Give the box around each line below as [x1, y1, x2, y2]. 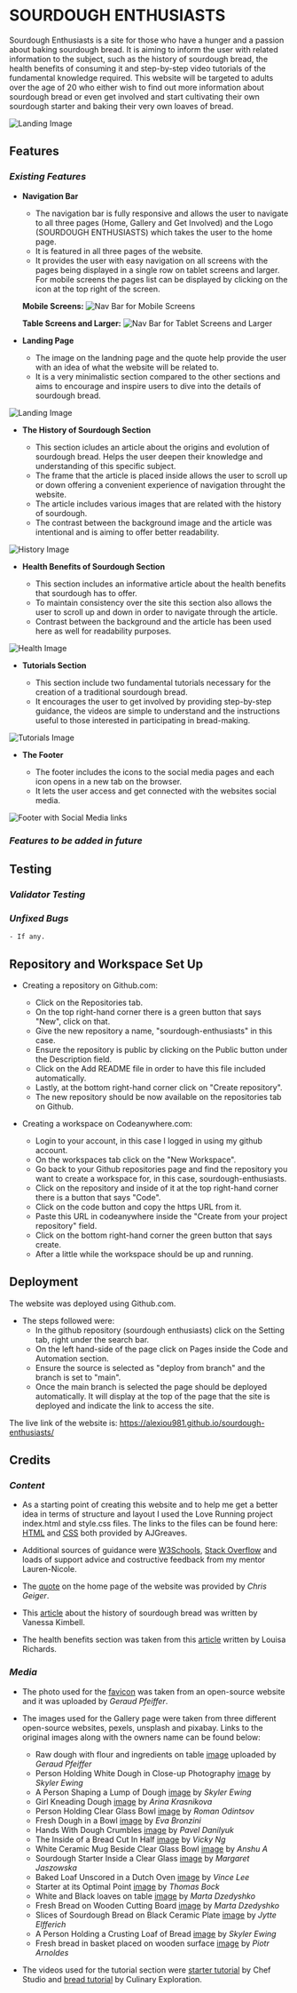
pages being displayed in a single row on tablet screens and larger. [35, 264, 280, 275]
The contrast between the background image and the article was [35, 517, 272, 528]
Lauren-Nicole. [21, 1564, 77, 1574]
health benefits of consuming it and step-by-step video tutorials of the [9, 63, 266, 74]
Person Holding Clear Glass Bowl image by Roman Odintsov [35, 1806, 254, 1816]
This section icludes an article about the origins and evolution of [35, 442, 270, 452]
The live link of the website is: [9, 1417, 118, 1428]
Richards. [21, 1644, 58, 1654]
